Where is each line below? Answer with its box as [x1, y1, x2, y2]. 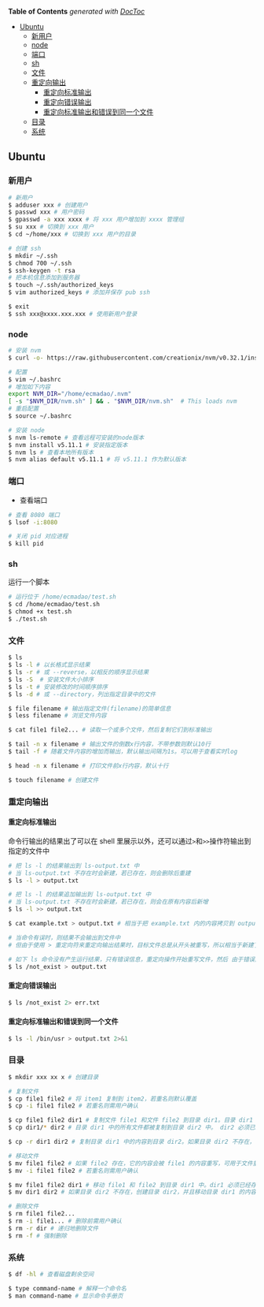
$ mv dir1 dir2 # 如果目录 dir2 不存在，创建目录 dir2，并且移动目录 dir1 [8, 1188, 236, 1197]
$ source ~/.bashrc [8, 412, 72, 420]
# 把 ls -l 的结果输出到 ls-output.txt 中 [8, 862, 140, 869]
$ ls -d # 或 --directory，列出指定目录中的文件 [8, 690, 156, 698]
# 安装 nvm [8, 347, 42, 355]
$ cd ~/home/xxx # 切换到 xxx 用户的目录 [8, 230, 136, 239]
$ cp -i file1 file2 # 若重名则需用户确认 [8, 1102, 139, 1110]
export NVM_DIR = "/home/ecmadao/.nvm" [8, 390, 132, 398]
